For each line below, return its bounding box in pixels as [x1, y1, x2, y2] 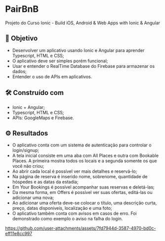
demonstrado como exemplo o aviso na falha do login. [12, 216, 123, 222]
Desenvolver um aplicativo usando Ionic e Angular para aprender [12, 47, 145, 53]
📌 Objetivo [5, 34, 38, 43]
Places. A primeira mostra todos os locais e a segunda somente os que [12, 158, 157, 164]
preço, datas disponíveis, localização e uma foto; [12, 205, 112, 211]
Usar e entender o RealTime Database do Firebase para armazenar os [12, 63, 155, 69]
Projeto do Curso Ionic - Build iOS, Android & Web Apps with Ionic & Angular [5, 20, 161, 26]
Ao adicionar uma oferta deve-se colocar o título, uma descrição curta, [12, 200, 157, 206]
